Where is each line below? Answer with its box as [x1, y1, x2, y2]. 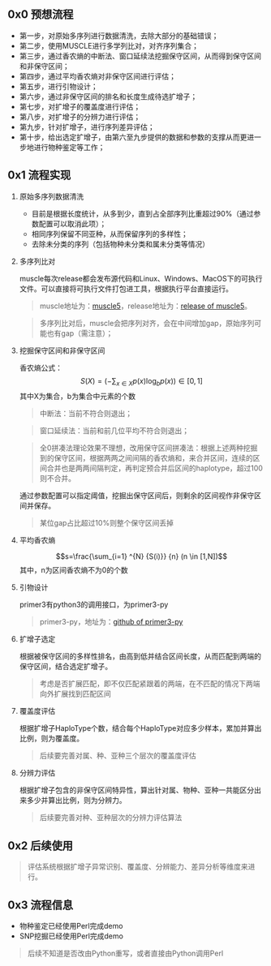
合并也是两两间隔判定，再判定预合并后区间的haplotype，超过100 [46, 463, 263, 473]
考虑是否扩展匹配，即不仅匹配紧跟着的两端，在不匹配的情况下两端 [39, 679, 260, 689]
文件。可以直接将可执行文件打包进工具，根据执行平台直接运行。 [19, 283, 233, 294]
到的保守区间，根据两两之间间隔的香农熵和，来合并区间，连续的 [39, 453, 253, 463]
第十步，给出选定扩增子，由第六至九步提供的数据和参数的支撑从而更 [19, 132, 247, 142]
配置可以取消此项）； [38, 218, 107, 229]
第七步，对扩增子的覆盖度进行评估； [19, 101, 141, 111]
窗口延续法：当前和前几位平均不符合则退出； [39, 426, 190, 436]
